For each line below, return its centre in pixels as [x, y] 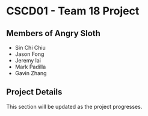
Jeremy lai [28, 60]
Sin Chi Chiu [30, 47]
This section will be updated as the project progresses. [74, 106]
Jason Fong [29, 54]
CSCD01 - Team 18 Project [73, 11]
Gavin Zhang [31, 73]
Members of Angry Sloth [54, 33]
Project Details [34, 92]
